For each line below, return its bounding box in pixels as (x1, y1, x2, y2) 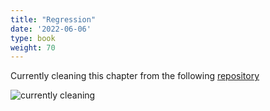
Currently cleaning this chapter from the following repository (10, 70, 260, 82)
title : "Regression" (10, 14, 97, 25)
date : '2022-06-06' (10, 24, 92, 34)
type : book (10, 33, 56, 43)
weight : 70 (10, 42, 56, 53)
